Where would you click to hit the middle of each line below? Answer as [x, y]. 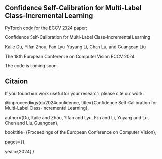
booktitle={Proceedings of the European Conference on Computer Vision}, [81, 132]
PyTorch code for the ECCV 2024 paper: [46, 28]
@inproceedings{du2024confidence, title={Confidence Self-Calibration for [81, 102]
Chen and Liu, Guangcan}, [32, 123]
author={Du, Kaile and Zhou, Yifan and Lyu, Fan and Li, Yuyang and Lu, [77, 117]
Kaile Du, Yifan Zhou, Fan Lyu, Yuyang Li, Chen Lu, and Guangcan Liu [76, 47]
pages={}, [15, 142]
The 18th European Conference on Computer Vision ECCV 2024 [70, 56]
